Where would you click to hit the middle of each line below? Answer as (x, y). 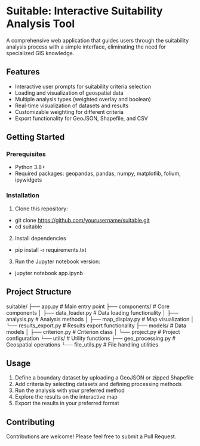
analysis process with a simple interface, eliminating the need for (86, 47)
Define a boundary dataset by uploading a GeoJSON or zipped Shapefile (104, 378)
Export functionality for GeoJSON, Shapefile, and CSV (81, 118)
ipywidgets (28, 180)
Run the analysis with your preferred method (70, 390)
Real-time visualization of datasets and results (72, 106)
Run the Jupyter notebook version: (57, 261)
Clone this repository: (41, 209)
